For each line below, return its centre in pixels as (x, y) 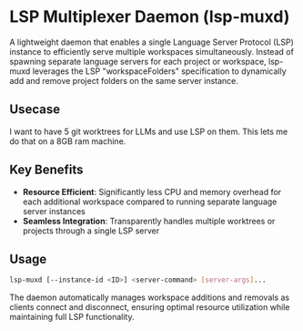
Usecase (35, 110)
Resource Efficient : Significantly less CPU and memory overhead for (152, 191)
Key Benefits (46, 170)
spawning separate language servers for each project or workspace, (138, 61)
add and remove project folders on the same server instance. (124, 80)
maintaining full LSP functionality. (72, 317)
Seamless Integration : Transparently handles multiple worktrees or (149, 221)
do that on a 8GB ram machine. (68, 141)
